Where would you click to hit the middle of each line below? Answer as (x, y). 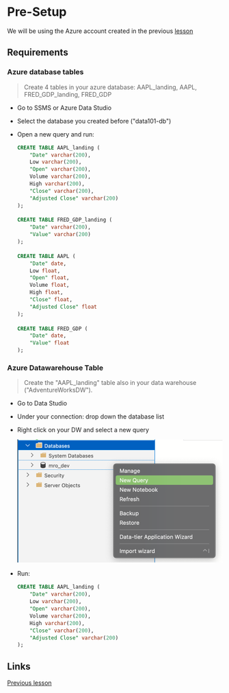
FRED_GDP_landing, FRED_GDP (68, 94)
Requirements (38, 52)
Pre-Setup (37, 12)
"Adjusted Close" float (63, 307)
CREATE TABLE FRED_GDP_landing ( (65, 220)
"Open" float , (50, 278)
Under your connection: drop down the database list (91, 416)
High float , (46, 292)
